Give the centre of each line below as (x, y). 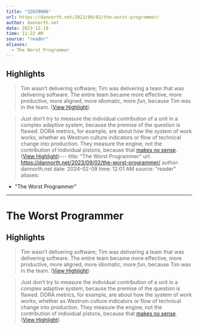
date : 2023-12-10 (27, 28)
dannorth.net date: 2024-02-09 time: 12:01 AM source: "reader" (98, 168)
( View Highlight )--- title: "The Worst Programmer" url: (86, 156)
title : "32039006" (29, 12)
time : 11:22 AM (25, 34)
